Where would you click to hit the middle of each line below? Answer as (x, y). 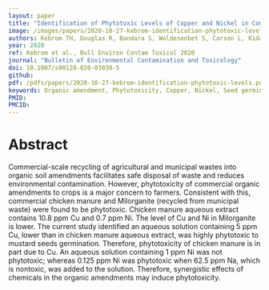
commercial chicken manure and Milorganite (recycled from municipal (124, 201)
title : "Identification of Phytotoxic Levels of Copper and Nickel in (128, 23)
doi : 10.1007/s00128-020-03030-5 (64, 68)
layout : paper (32, 16)
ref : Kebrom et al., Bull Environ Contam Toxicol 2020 (102, 53)
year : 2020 (26, 46)
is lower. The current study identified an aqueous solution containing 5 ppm (133, 227)
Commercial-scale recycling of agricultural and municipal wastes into (122, 167)
